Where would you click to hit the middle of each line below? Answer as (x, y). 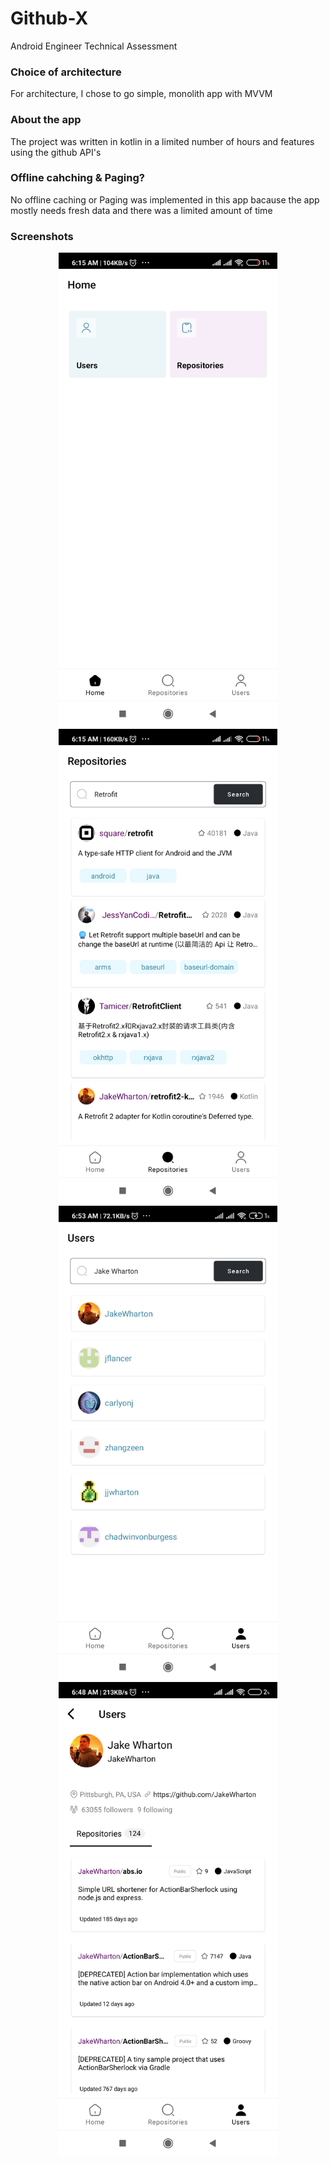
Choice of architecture (66, 72)
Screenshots (42, 236)
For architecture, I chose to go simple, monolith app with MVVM (141, 94)
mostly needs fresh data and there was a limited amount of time (141, 210)
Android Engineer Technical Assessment (94, 46)
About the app (46, 120)
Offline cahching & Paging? (77, 178)
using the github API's (56, 152)
